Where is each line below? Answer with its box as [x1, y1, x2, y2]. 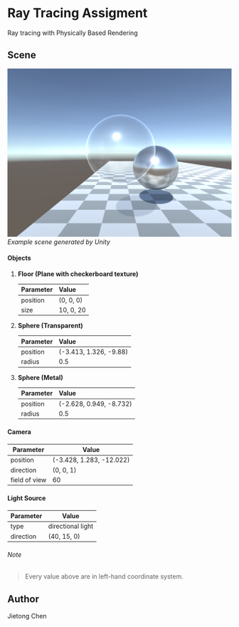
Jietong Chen [7, 612, 48, 621]
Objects [7, 254, 31, 263]
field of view [10, 475, 47, 484]
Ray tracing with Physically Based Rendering [7, 28, 138, 37]
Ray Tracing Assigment [7, 5, 148, 21]
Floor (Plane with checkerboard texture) [17, 269, 139, 278]
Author [7, 593, 39, 605]
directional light [48, 522, 94, 531]
